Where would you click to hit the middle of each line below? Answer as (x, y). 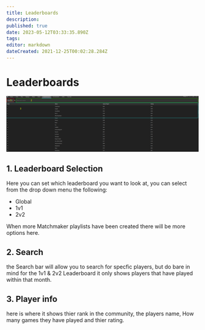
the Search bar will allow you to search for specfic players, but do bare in (98, 267)
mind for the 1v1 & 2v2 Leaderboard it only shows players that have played (100, 273)
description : (23, 19)
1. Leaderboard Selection (55, 169)
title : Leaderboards (33, 13)
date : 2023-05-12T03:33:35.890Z (47, 32)
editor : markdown (28, 45)
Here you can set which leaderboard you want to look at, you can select (97, 184)
